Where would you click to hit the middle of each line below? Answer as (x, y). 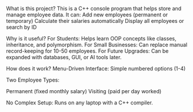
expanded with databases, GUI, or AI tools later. (64, 57)
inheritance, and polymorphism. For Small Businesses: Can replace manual (97, 45)
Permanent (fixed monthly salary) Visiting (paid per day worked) (84, 91)
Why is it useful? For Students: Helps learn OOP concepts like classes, (91, 38)
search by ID (21, 27)
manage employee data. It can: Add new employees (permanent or (87, 15)
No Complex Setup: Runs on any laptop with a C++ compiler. (79, 103)
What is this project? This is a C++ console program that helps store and (94, 9)
